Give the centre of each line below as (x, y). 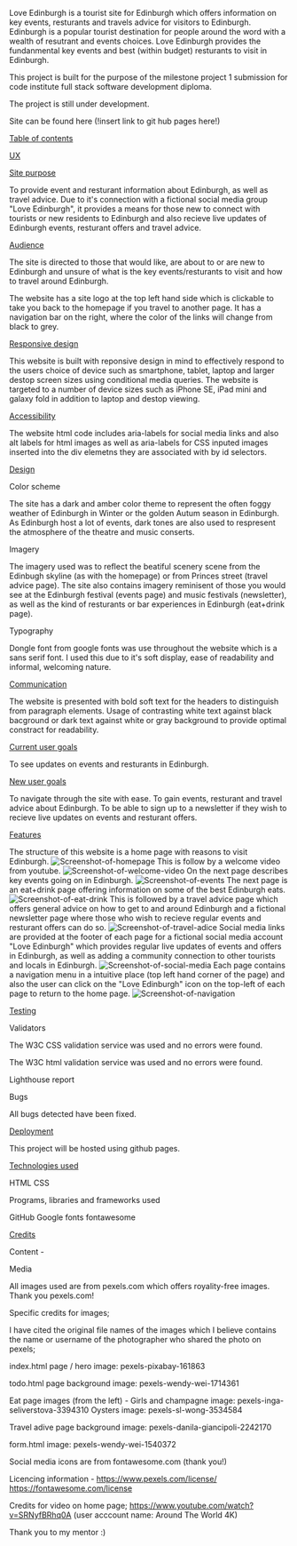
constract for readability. (54, 729)
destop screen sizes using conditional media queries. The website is (134, 380)
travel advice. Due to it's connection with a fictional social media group (139, 199)
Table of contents (41, 138)
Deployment (31, 1131)
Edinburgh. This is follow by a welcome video (145, 861)
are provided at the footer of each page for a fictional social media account (146, 937)
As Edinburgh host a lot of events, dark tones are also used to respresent (143, 522)
